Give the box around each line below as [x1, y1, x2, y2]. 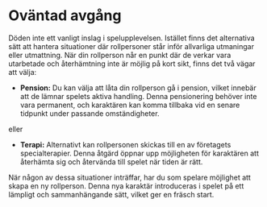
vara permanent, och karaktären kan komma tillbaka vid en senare [19, 100, 240, 110]
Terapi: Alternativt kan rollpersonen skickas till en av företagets [19, 139, 232, 149]
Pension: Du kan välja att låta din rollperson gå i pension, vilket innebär [19, 83, 257, 93]
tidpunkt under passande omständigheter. [19, 108, 160, 118]
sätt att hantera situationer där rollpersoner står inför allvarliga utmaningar [8, 41, 254, 51]
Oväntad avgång [8, 6, 122, 25]
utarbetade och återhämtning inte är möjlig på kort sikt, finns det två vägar [8, 59, 256, 68]
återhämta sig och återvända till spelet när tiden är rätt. [19, 156, 203, 167]
